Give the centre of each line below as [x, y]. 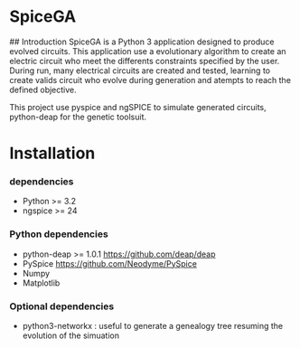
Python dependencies [59, 234]
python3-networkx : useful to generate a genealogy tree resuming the [152, 326]
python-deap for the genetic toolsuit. [78, 117]
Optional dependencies [62, 306]
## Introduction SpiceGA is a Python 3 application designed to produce [142, 42]
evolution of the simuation [71, 335]
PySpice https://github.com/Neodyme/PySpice [109, 263]
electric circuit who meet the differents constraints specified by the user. [145, 61]
